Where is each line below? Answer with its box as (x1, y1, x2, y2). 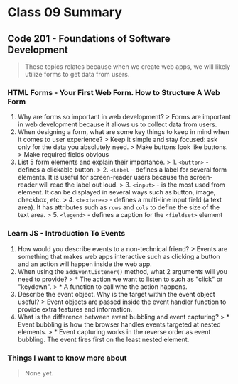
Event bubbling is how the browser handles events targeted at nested (17, 320, 222, 329)
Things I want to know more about (7, 353, 127, 363)
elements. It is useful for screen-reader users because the (17, 173, 188, 182)
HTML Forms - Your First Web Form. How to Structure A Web (7, 87, 220, 97)
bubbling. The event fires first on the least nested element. (17, 335, 190, 344)
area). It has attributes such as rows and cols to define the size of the (17, 203, 220, 212)
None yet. (24, 368, 54, 377)
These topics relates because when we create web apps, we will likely (24, 62, 231, 71)
